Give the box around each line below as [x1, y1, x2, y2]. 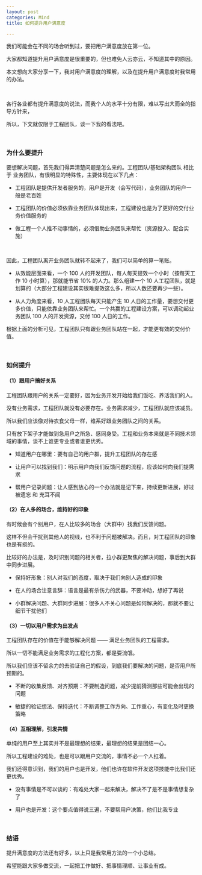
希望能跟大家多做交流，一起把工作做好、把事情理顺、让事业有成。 [6, 862, 170, 869]
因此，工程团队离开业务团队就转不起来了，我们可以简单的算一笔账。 [6, 257, 175, 264]
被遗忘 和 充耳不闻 [14, 491, 61, 498]
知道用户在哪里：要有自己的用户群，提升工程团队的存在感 [14, 450, 158, 457]
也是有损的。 [6, 541, 38, 548]
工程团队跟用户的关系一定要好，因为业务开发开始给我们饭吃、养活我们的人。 [6, 391, 196, 398]
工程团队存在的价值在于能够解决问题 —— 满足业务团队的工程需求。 [6, 636, 173, 644]
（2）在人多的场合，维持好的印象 [6, 506, 89, 513]
